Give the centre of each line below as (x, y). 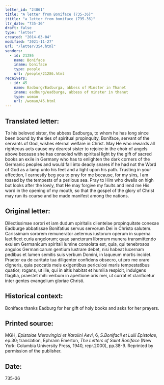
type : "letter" (21, 32)
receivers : (16, 78)
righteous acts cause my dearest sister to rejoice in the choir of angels (76, 149)
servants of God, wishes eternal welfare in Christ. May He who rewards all (80, 143)
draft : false (18, 28)
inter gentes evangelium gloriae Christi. (45, 281)
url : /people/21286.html (39, 74)
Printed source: (29, 323)
